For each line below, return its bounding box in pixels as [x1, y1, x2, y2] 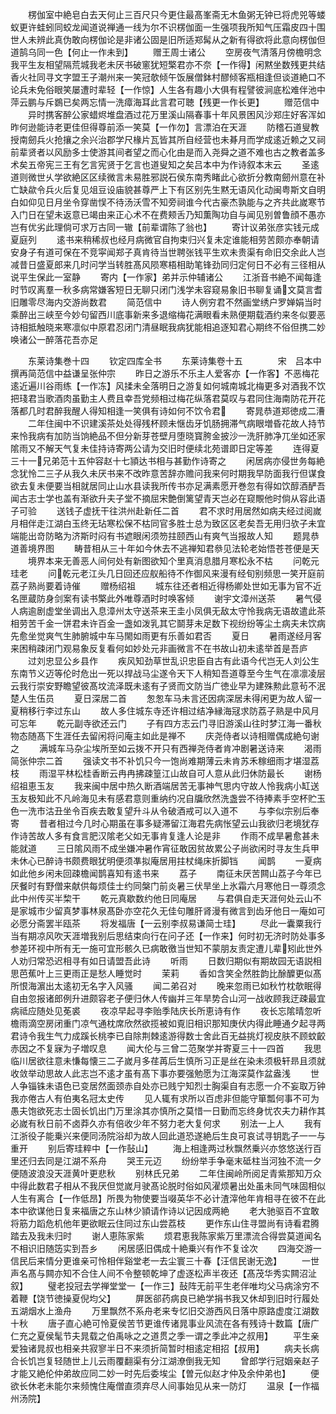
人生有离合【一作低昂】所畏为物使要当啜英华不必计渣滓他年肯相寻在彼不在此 [10, 1193, 326, 1204]
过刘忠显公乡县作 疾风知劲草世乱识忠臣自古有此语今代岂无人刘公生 [27, 655, 320, 667]
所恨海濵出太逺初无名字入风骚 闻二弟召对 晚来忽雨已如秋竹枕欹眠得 [10, 980, 322, 992]
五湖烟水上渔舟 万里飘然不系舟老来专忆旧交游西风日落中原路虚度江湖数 [10, 1305, 320, 1317]
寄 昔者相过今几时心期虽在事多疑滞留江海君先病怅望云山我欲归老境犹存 [10, 818, 320, 829]
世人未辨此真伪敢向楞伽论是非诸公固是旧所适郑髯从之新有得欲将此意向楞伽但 [10, 34, 326, 45]
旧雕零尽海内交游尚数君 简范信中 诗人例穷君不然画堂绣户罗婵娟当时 [10, 296, 322, 308]
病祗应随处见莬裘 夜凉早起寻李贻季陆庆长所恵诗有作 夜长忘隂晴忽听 [10, 1005, 322, 1017]
